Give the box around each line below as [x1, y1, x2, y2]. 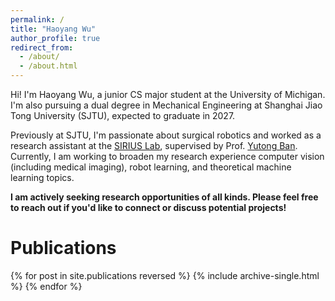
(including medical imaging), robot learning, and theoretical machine [10, 161, 292, 173]
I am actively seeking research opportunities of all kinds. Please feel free [10, 191, 319, 203]
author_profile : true [10, 33, 101, 43]
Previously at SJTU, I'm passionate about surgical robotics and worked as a [10, 129, 322, 141]
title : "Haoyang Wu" [10, 24, 97, 34]
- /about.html [19, 61, 78, 71]
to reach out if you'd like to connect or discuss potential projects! [10, 202, 287, 213]
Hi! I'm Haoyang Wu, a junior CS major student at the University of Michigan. [10, 89, 326, 100]
